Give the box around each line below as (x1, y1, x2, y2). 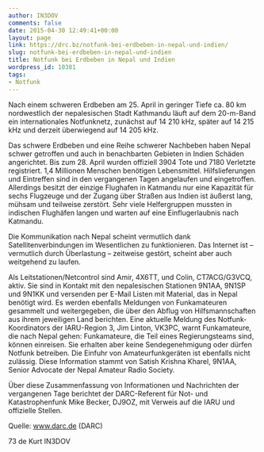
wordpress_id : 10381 (8, 63, 77, 71)
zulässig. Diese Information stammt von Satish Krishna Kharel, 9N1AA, (8, 356, 237, 366)
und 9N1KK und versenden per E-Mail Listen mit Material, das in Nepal (8, 289, 238, 298)
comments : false (8, 19, 62, 27)
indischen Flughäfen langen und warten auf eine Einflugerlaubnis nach (8, 208, 239, 217)
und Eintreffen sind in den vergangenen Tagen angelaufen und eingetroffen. (8, 174, 256, 183)
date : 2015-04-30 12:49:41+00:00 (8, 26, 119, 34)
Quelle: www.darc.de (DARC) (8, 421, 103, 431)
